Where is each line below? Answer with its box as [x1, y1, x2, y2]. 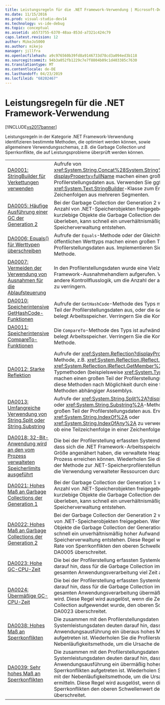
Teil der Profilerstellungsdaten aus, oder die [54, 306, 155, 313]
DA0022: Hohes [7, 521, 45, 528]
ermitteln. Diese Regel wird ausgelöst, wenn [54, 679, 155, 686]
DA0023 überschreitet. [54, 607, 107, 614]
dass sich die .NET [54, 443, 97, 450]
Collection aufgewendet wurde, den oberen [54, 601, 154, 608]
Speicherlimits [7, 464, 41, 471]
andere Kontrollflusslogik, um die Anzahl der [54, 277, 156, 283]
